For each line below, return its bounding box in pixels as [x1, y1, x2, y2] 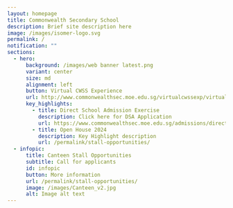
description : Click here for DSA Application [37, 113, 172, 120]
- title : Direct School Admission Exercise [32, 107, 159, 114]
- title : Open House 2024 [32, 126, 107, 133]
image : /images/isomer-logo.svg [7, 29, 101, 37]
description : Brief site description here [7, 23, 132, 30]
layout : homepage [7, 10, 58, 17]
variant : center [25, 68, 73, 75]
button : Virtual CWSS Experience [25, 87, 123, 94]
